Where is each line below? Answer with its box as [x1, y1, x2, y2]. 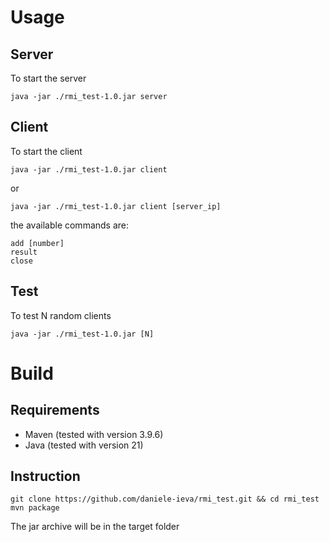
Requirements [10, 402, 100, 419]
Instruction [10, 468, 81, 485]
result [10, 247, 38, 257]
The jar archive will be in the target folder [10, 521, 180, 533]
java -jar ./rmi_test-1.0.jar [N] [10, 329, 155, 339]
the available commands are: [10, 219, 130, 231]
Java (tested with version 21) [24, 439, 144, 451]
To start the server [10, 72, 87, 84]
